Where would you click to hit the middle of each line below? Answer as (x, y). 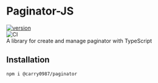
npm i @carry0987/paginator (42, 74)
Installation (28, 60)
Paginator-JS (40, 11)
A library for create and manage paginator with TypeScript (79, 41)
